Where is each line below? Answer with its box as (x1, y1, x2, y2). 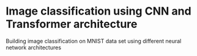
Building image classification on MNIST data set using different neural (6, 37, 182, 44)
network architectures (6, 44, 62, 51)
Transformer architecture (6, 17, 138, 31)
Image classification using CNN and (6, 4, 191, 18)
